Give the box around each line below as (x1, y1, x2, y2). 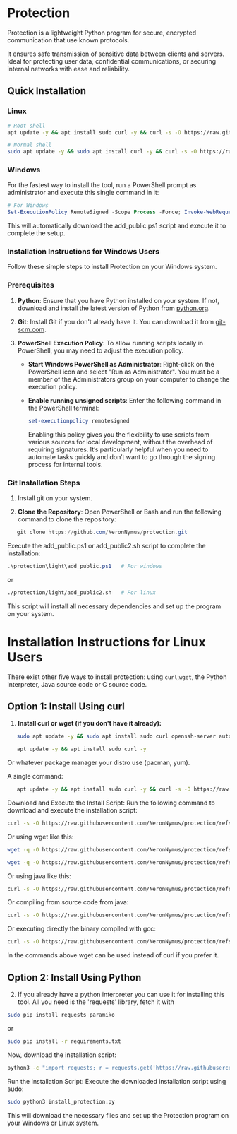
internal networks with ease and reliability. (7, 64, 130, 73)
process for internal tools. (28, 460, 104, 468)
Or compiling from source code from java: (7, 898, 129, 906)
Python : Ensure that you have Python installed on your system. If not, (17, 296, 220, 305)
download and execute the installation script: (7, 805, 138, 814)
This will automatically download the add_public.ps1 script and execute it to (7, 221, 226, 230)
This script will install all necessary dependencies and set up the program (7, 602, 221, 610)
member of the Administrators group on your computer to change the (28, 374, 230, 383)
